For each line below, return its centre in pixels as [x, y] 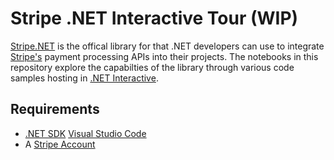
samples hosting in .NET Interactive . [84, 78]
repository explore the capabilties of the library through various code [152, 67]
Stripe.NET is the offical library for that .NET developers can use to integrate [167, 46]
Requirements [55, 109]
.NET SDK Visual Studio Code [85, 133]
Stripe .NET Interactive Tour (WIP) [154, 18]
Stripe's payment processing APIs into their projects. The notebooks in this [164, 56]
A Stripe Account [60, 144]
